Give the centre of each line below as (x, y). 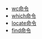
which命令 (24, 16)
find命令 (21, 30)
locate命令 (24, 23)
